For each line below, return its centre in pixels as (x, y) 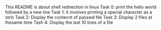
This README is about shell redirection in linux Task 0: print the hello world (81, 7)
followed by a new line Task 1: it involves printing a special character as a (79, 12)
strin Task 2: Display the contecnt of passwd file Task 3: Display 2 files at (79, 17)
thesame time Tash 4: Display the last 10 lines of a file (59, 22)
